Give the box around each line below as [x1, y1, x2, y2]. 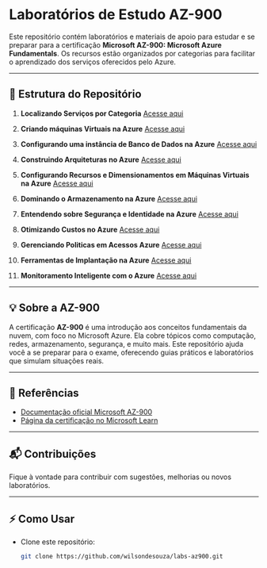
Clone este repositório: [20, 537, 96, 547]
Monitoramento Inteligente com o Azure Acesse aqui [20, 271, 197, 280]
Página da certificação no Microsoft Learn [20, 416, 158, 425]
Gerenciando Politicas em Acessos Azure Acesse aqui [20, 240, 202, 249]
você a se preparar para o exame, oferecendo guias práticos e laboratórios [9, 347, 254, 357]
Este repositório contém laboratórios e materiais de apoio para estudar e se [9, 32, 256, 41]
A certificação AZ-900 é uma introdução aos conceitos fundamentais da [9, 322, 247, 332]
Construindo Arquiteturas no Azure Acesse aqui [20, 155, 181, 164]
